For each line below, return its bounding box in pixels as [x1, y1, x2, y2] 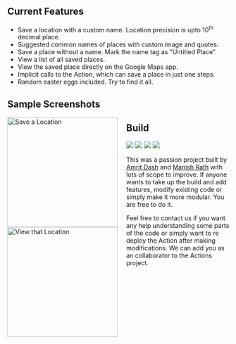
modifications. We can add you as [126, 243, 225, 252]
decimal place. [17, 33, 61, 42]
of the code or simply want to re [126, 229, 220, 237]
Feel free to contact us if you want [126, 214, 225, 222]
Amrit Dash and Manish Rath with [126, 163, 223, 171]
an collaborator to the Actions [126, 251, 213, 260]
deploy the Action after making [126, 236, 216, 245]
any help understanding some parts [126, 221, 230, 229]
